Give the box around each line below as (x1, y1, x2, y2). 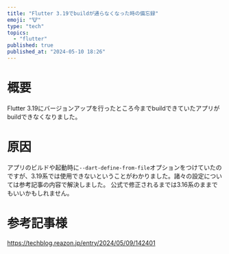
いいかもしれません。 (12, 189, 73, 197)
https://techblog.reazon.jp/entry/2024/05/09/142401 (7, 238, 156, 247)
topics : (7, 29, 29, 36)
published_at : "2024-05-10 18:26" (7, 49, 106, 56)
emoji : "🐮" (7, 16, 41, 23)
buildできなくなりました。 (7, 113, 82, 121)
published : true (7, 42, 53, 49)
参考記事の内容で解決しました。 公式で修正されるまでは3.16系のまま (19, 180, 213, 189)
